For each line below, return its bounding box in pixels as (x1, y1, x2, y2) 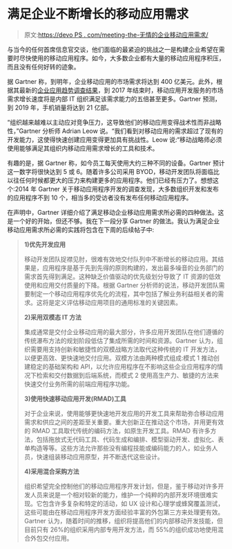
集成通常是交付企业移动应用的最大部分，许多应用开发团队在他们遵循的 (23, 327, 224, 336)
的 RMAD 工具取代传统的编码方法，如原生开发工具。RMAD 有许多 (23, 426, 211, 435)
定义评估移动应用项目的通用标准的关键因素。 (54, 298, 182, 306)
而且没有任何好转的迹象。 (7, 62, 80, 71)
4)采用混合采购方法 (23, 467, 79, 476)
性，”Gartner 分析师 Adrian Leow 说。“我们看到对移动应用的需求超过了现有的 (7, 126, 223, 135)
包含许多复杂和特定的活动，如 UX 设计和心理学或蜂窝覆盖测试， (42, 499, 224, 507)
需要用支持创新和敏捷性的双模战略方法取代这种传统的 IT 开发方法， (30, 345, 221, 354)
